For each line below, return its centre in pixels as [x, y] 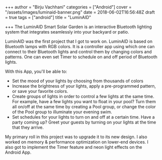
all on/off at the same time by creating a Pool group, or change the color [84, 107]
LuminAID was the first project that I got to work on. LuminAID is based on [79, 41]
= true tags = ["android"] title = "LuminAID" [48, 17]
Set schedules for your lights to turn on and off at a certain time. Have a [83, 117]
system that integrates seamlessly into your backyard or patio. [67, 32]
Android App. [18, 152]
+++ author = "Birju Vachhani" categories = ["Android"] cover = [68, 7]
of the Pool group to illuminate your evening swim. [62, 112]
